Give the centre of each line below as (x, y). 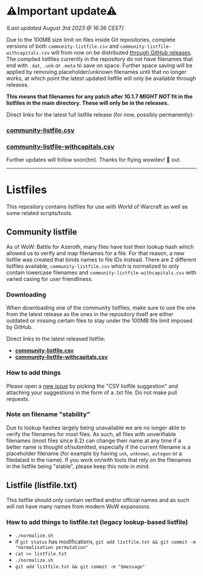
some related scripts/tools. (40, 213)
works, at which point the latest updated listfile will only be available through (101, 78)
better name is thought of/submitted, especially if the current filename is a (98, 447)
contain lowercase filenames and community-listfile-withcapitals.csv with (101, 272)
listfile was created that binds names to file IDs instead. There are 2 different (101, 259)
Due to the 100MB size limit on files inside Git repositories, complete (91, 39)
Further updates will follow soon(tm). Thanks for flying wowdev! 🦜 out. (94, 160)
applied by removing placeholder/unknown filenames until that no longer (96, 71)
